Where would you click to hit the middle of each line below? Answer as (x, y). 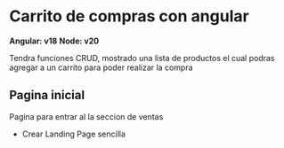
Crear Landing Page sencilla (74, 134)
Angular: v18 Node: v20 (54, 41)
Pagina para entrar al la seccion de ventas (86, 116)
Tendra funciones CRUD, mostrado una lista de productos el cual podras (142, 58)
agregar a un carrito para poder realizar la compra (101, 67)
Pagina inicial (47, 95)
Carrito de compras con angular (129, 16)
